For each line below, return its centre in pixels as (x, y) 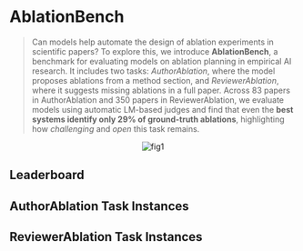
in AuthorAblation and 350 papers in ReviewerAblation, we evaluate (158, 100)
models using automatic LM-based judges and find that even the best (162, 109)
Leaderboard (47, 175)
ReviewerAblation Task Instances (106, 237)
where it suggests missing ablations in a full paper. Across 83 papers (161, 90)
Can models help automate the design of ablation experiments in (153, 42)
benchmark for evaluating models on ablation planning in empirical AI (162, 61)
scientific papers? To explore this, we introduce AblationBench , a (155, 51)
